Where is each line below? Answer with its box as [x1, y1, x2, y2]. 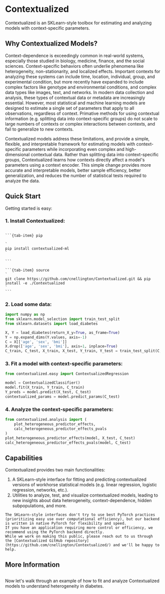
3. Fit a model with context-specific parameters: [5, 360, 123, 367]
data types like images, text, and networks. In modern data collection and [5, 89, 154, 95]
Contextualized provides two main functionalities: [5, 467, 105, 473]
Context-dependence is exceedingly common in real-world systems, [5, 52, 144, 58]
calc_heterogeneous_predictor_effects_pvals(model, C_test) [5, 440, 132, 445]
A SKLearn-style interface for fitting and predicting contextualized [12, 476, 147, 483]
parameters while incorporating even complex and [22, 146, 125, 152]
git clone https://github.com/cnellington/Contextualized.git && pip [5, 276, 151, 281]
